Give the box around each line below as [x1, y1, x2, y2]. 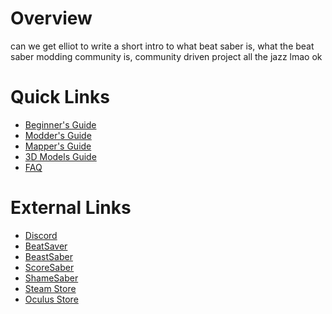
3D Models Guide [24, 150, 97, 162]
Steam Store [24, 282, 77, 294]
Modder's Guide [24, 129, 92, 141]
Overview [10, 7, 93, 30]
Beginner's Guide [24, 118, 97, 131]
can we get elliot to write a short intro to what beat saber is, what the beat [10, 40, 315, 52]
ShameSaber [24, 272, 79, 284]
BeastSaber [24, 250, 73, 262]
